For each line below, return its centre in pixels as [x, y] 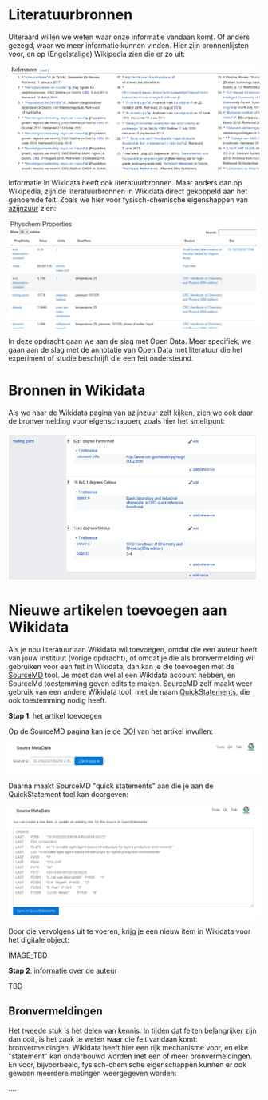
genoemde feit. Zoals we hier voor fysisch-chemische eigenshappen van [128, 200]
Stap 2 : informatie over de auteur [63, 971]
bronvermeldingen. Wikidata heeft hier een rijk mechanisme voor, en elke [128, 1047]
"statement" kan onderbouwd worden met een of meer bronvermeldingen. [130, 1056]
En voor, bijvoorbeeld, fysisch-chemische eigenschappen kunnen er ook [128, 1064]
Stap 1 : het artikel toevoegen [55, 716]
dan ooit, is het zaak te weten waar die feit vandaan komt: [103, 1039]
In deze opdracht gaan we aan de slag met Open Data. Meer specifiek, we [130, 341]
